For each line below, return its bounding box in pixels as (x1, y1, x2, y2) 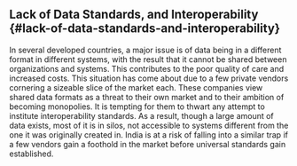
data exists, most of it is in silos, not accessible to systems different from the (9, 120, 289, 130)
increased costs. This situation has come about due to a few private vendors (9, 73, 289, 83)
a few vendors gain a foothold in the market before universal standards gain (9, 138, 286, 149)
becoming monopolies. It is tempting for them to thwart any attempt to (9, 101, 266, 112)
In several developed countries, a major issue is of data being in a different (9, 44, 282, 55)
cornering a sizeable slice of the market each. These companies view (9, 82, 263, 92)
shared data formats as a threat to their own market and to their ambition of (9, 91, 285, 102)
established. (9, 148, 54, 159)
